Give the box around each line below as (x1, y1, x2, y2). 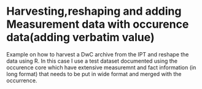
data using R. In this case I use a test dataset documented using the (6, 57, 178, 64)
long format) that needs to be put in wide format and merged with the (6, 70, 182, 77)
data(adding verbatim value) (6, 31, 155, 44)
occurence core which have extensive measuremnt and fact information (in (6, 63, 196, 71)
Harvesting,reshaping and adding (6, 4, 182, 18)
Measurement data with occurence (6, 17, 189, 31)
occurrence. (6, 77, 37, 84)
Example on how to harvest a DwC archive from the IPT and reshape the (6, 50, 189, 58)
